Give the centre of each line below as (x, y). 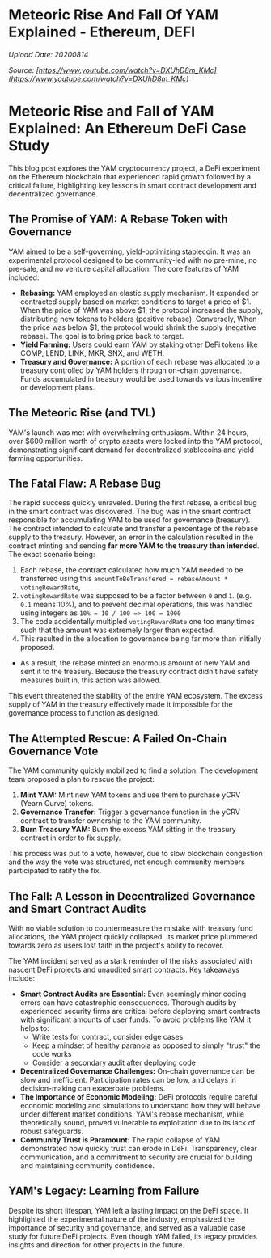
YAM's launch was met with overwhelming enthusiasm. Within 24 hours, (129, 432)
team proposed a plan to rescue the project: (82, 779)
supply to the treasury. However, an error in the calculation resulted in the (131, 537)
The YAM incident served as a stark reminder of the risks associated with (130, 960)
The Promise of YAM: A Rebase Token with (118, 220)
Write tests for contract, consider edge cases (108, 1036)
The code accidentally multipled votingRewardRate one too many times (137, 622)
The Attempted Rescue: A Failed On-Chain (118, 739)
